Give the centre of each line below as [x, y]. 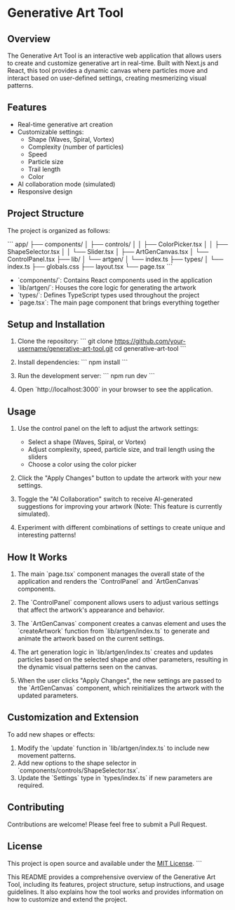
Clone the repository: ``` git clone [65, 341]
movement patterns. [47, 755]
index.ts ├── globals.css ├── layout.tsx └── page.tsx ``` [90, 266]
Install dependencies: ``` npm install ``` [73, 362]
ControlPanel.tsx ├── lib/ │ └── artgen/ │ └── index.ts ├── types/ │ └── [115, 259]
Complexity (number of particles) [76, 147]
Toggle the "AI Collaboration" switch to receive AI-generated [105, 499]
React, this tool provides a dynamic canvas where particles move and [108, 71]
